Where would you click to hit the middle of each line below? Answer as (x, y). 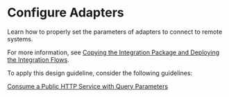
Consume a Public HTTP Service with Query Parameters (88, 86)
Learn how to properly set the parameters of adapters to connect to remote (115, 32)
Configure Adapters (66, 13)
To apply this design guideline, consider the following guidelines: (100, 73)
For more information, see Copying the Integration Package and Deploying (113, 52)
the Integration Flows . (38, 59)
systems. (20, 39)
